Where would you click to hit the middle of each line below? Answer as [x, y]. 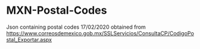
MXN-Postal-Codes [57, 10]
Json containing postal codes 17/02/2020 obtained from [76, 27]
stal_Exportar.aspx [29, 39]
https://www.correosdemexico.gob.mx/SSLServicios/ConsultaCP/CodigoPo [100, 33]
